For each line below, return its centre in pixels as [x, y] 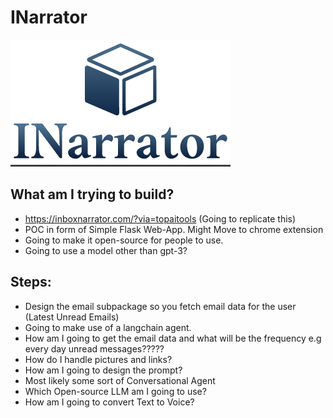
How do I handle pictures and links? [98, 359]
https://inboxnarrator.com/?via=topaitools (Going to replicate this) [160, 218]
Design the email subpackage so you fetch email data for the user [160, 306]
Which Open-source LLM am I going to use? [115, 391]
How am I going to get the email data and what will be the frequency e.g [173, 338]
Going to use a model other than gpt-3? [106, 250]
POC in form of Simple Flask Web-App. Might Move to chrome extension [174, 229]
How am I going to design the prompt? [103, 370]
